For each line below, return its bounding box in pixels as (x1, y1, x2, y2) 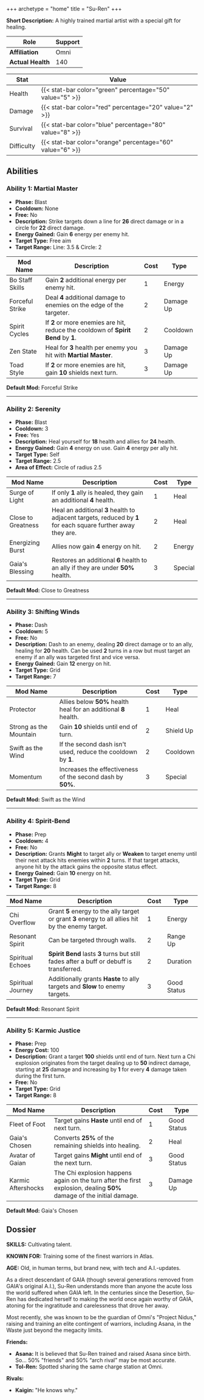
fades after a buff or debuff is (48, 957, 132, 965)
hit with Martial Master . (45, 350, 113, 359)
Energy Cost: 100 (15, 1046, 59, 1053)
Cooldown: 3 (15, 425, 49, 432)
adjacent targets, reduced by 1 (51, 513, 140, 522)
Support (55, 38, 80, 46)
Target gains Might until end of (53, 1151, 143, 1159)
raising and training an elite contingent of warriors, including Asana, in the (6, 1320, 191, 1327)
